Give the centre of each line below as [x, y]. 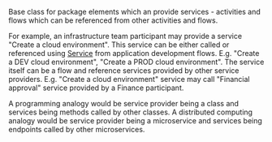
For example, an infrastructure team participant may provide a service [125, 36]
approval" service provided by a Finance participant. [96, 88]
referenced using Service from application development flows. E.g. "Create [134, 53]
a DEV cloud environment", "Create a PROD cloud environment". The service [136, 62]
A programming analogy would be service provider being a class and [124, 103]
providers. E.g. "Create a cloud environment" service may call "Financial [129, 79]
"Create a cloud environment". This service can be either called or [119, 45]
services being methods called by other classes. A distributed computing [131, 112]
